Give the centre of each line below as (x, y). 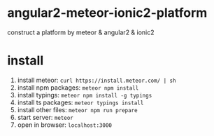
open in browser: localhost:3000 (64, 125)
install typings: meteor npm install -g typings (85, 95)
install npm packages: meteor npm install (78, 87)
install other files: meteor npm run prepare (77, 109)
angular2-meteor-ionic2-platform (107, 13)
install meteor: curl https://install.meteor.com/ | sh (97, 80)
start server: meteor (45, 117)
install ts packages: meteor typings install (80, 102)
